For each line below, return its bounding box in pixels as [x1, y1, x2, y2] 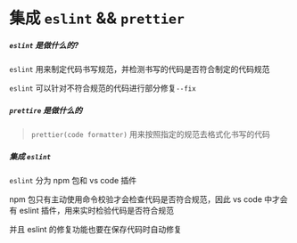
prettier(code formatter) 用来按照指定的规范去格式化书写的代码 [30, 129, 270, 140]
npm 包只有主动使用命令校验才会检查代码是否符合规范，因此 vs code [9, 194, 263, 205]
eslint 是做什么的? [9, 39, 79, 50]
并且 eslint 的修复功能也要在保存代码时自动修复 [9, 224, 183, 235]
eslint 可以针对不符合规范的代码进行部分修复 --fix [9, 83, 196, 93]
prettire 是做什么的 [9, 104, 83, 116]
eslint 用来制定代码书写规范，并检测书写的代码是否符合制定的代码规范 [9, 64, 270, 75]
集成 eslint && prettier [9, 8, 186, 28]
